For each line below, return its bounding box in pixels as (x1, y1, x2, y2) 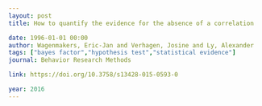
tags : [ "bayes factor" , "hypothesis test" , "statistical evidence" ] (8, 49, 236, 57)
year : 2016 (8, 85, 45, 93)
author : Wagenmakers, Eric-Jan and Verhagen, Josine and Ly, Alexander (8, 41, 254, 49)
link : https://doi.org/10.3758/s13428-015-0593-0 (8, 71, 179, 79)
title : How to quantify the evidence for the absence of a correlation (8, 19, 254, 27)
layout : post (8, 11, 52, 20)
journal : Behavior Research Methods (8, 56, 131, 64)
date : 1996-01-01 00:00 (8, 34, 89, 42)
